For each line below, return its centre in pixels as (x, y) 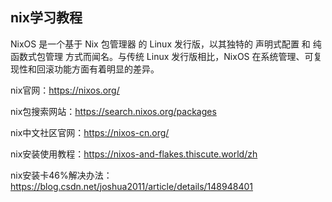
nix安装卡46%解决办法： (61, 175)
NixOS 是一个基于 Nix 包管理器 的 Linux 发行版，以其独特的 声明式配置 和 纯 (166, 44)
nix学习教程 (46, 18)
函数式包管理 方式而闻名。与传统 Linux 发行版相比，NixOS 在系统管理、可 (162, 56)
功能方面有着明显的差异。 (106, 69)
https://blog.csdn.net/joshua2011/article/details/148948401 (131, 186)
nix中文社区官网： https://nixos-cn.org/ (90, 132)
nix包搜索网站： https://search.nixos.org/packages (113, 111)
